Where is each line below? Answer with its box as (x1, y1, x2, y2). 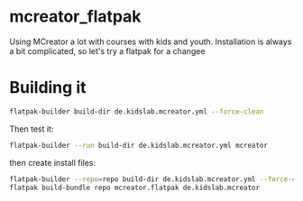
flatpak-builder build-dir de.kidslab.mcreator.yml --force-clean (9, 106, 264, 116)
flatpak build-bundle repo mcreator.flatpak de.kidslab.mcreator (9, 183, 260, 192)
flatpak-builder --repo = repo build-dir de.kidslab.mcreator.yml (9, 174, 256, 184)
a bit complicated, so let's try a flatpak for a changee (9, 45, 206, 56)
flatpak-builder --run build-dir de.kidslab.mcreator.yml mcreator (9, 141, 269, 150)
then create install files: (9, 157, 96, 168)
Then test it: (9, 123, 54, 134)
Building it (9, 78, 87, 98)
